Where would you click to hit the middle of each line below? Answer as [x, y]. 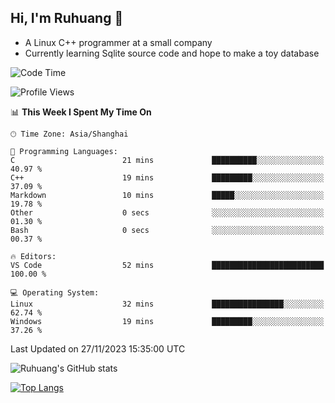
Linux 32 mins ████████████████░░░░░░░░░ [167, 304]
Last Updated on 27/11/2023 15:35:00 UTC [98, 348]
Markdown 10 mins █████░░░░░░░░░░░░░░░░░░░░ [167, 195]
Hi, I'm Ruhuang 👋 [67, 18]
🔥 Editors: [33, 256]
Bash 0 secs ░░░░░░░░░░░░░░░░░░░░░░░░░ [167, 230]
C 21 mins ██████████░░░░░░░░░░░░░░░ [167, 160]
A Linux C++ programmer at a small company [118, 42]
